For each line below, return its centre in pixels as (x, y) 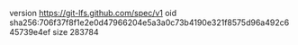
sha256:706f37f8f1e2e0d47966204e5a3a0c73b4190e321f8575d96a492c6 (149, 22)
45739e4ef (30, 32)
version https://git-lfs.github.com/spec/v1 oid (93, 13)
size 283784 (76, 32)
